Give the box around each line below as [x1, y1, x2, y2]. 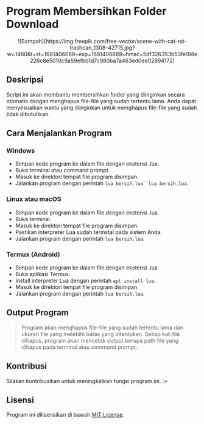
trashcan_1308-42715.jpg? [69, 44, 135, 51]
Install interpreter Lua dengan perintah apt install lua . [15, 277, 156, 285]
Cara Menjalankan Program [6, 128, 112, 139]
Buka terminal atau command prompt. [15, 167, 110, 174]
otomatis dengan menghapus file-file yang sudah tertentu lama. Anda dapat [6, 97, 197, 104]
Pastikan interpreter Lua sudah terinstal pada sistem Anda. [15, 228, 163, 236]
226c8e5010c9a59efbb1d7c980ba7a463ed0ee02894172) [29, 57, 175, 64]
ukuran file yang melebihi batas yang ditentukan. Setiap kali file [21, 330, 180, 337]
